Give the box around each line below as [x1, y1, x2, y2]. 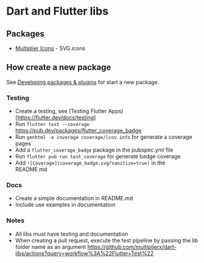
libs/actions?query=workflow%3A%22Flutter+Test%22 [15, 250, 154, 257]
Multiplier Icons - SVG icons [15, 44, 86, 52]
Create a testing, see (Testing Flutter [15, 108, 107, 115]
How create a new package [6, 62, 111, 72]
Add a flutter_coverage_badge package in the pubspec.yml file [15, 146, 174, 153]
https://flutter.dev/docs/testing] [17, 114, 96, 121]
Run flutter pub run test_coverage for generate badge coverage [15, 153, 181, 160]
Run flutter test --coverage [15, 121, 90, 128]
